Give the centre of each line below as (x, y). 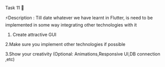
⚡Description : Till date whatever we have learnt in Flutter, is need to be (79, 18)
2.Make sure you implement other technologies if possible (65, 44)
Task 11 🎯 (15, 8)
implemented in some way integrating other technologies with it (71, 25)
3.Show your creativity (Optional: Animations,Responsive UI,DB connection (83, 54)
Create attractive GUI (34, 34)
